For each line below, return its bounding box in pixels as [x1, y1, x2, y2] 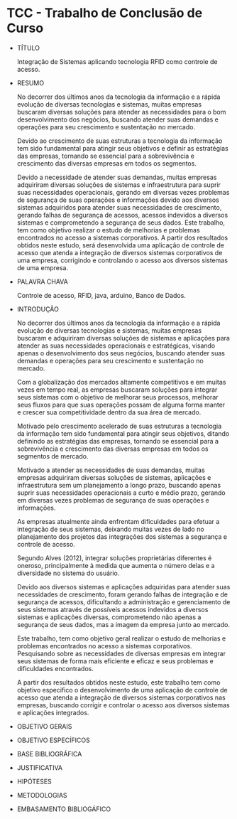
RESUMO [16, 78, 44, 87]
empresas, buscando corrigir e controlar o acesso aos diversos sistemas [16, 700, 230, 709]
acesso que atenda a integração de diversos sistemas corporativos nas [16, 693, 226, 702]
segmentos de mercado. [16, 451, 89, 460]
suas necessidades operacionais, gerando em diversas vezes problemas [16, 188, 230, 196]
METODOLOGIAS [16, 791, 68, 799]
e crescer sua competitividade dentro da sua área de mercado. [16, 407, 202, 417]
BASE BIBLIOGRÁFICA [16, 749, 82, 758]
